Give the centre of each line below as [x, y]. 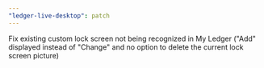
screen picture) [34, 55]
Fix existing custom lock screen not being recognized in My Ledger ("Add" [132, 38]
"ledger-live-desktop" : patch [59, 16]
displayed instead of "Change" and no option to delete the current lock [126, 47]
